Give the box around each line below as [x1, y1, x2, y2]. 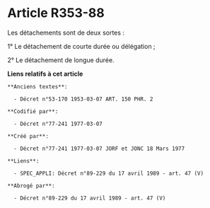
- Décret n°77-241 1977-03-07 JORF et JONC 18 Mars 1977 [13, 145, 185, 152]
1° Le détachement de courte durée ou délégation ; [7, 42, 156, 50]
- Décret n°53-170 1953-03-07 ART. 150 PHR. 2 [13, 96, 153, 103]
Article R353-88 [7, 5, 105, 21]
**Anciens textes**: [7, 83, 69, 90]
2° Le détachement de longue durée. [7, 55, 115, 64]
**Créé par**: [7, 132, 49, 139]
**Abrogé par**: [7, 182, 55, 189]
